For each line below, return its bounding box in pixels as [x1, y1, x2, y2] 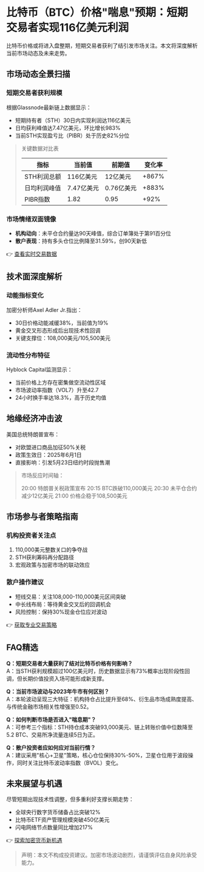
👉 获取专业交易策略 [6, 621, 58, 628]
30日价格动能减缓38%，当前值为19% [15, 319, 109, 326]
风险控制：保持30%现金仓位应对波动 [15, 608, 107, 615]
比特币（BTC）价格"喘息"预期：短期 [6, 5, 188, 19]
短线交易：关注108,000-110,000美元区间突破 [15, 593, 126, 600]
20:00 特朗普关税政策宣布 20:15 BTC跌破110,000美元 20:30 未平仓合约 [21, 484, 197, 492]
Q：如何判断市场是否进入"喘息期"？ [6, 715, 97, 723]
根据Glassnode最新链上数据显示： [6, 104, 92, 111]
